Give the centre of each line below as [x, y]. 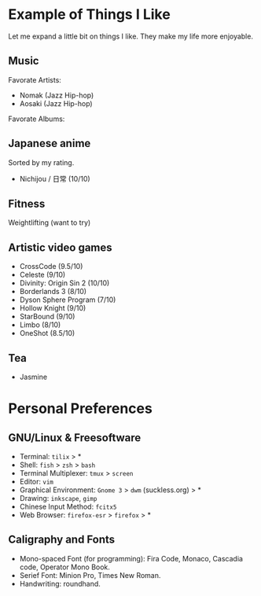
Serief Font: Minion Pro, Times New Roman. [90, 575]
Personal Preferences [81, 408]
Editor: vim [36, 482]
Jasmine [33, 377]
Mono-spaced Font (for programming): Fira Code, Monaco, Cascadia [131, 558]
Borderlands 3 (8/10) [53, 292]
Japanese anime [50, 143]
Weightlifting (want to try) [50, 223]
